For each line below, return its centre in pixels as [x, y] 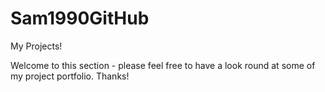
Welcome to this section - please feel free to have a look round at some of [163, 65]
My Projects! [36, 46]
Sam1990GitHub [80, 18]
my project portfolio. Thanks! [70, 76]
